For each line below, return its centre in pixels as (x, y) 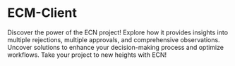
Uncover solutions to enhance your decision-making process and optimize (116, 47)
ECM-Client (42, 13)
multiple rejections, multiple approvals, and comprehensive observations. (114, 39)
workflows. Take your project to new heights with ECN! (87, 55)
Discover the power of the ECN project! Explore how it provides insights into (117, 32)
